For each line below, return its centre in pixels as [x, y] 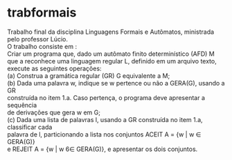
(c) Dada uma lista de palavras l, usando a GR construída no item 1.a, [105, 119]
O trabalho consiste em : [42, 46]
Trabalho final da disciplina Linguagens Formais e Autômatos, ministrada [111, 32]
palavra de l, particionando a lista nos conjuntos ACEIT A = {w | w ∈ [104, 134]
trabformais [42, 13]
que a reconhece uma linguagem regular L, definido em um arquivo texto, [112, 61]
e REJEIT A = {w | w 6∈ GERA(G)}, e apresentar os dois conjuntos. [102, 149]
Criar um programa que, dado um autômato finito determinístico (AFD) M [111, 54]
